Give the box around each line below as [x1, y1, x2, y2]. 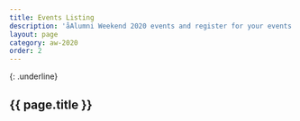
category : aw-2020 [9, 38, 78, 48]
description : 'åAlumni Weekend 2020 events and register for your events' [9, 22, 296, 30]
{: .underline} [9, 71, 59, 82]
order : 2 [9, 47, 42, 56]
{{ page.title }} [9, 97, 93, 112]
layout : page [9, 30, 59, 39]
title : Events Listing [9, 13, 95, 22]
